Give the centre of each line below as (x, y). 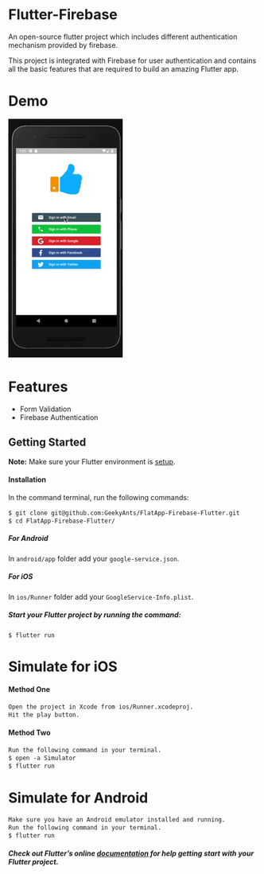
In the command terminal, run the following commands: (99, 497)
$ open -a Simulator (43, 758)
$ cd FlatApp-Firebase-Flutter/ (62, 521)
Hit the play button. (44, 715)
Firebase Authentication (59, 417)
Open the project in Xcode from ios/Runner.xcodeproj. (101, 707)
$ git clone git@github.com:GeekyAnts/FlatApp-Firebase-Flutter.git (124, 513)
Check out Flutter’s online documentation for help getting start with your (131, 853)
